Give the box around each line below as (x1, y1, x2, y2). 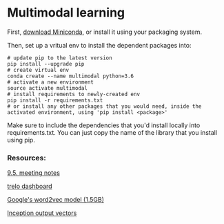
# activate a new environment (7, 78, 94, 86)
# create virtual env (7, 66, 70, 73)
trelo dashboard (7, 182, 53, 191)
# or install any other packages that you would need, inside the (7, 102, 202, 110)
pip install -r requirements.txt (7, 97, 103, 104)
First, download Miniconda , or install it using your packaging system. (7, 28, 202, 36)
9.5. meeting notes (7, 169, 61, 177)
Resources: (7, 153, 46, 162)
